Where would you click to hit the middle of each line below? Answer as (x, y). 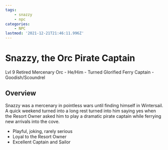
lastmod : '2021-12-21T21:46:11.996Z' (45, 33)
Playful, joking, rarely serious (42, 131)
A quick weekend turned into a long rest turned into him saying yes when (81, 111)
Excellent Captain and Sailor (42, 142)
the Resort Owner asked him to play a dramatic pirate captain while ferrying (83, 116)
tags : (11, 10)
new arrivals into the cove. (33, 121)
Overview (21, 93)
